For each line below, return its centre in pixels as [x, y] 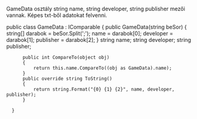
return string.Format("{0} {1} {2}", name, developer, [104, 89]
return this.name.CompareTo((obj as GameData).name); [102, 68]
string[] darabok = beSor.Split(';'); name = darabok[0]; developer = [90, 33]
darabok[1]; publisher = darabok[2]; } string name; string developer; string [99, 40]
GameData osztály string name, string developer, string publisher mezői [96, 9]
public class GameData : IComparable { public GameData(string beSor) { [96, 27]
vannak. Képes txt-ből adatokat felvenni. [57, 15]
